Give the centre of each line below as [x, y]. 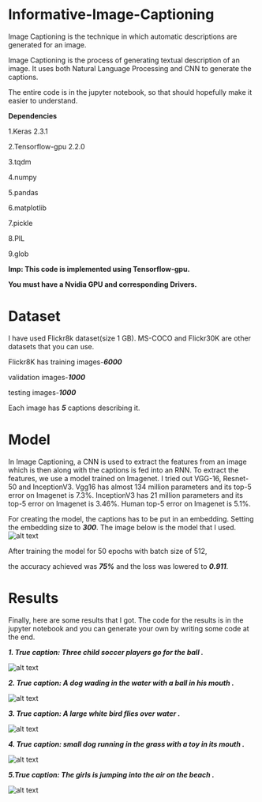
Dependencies [33, 115]
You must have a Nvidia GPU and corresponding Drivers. [103, 284]
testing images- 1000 [42, 392]
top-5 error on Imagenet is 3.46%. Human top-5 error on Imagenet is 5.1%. [129, 503]
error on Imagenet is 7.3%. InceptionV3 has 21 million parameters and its [125, 495]
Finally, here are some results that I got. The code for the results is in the [126, 620]
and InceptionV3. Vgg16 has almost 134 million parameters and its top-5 [135, 487]
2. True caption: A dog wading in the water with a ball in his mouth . [121, 683]
